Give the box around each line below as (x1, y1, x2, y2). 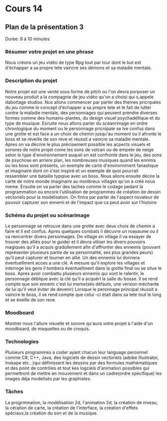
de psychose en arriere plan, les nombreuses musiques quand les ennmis (5, 157, 156, 163)
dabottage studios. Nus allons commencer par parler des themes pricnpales (5, 99, 162, 105)
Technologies (5, 338, 39, 345)
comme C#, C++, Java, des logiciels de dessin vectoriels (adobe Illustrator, (5, 354, 159, 360)
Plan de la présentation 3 (5, 23, 84, 31)
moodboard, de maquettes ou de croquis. (5, 326, 90, 332)
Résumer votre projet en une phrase (5, 48, 94, 55)
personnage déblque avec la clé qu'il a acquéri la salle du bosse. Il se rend (5, 276, 158, 281)
